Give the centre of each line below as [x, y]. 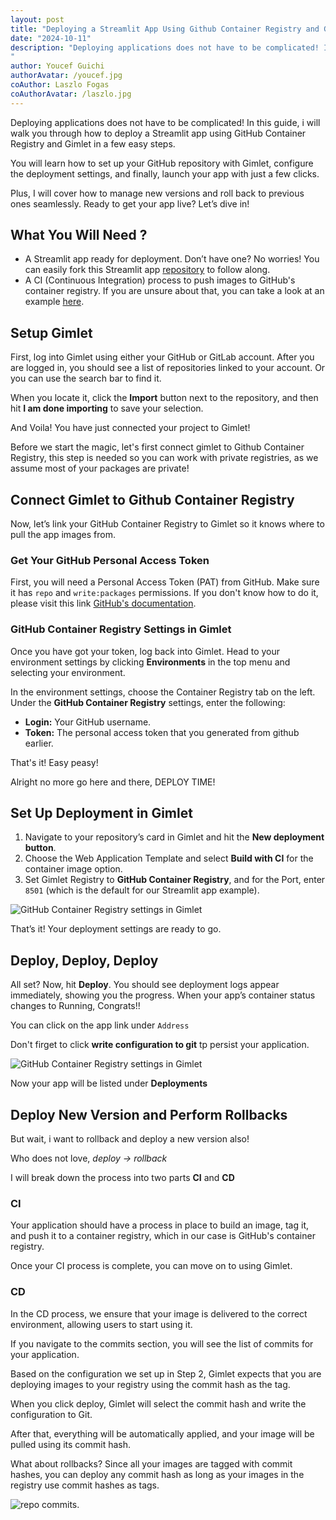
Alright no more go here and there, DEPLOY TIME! [113, 782]
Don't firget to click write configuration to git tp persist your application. [160, 1045]
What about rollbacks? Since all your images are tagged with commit [151, 1463]
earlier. [39, 743]
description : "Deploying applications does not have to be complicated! [165, 47]
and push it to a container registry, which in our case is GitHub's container [163, 1236]
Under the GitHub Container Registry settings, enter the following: [148, 702]
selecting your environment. [68, 672]
